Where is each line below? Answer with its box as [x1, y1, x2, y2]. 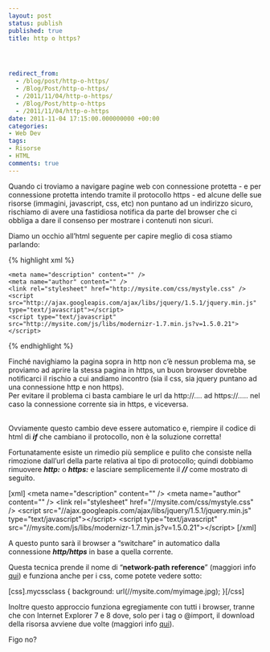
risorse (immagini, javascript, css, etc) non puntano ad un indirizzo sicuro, [8, 198, 253, 208]
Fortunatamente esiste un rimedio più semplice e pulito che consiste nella [8, 447, 252, 457]
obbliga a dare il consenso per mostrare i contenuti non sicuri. [8, 215, 214, 225]
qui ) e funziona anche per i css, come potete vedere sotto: [8, 571, 202, 581]
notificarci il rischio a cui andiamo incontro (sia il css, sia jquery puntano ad [8, 373, 257, 383]
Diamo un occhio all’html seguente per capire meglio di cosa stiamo [8, 230, 233, 241]
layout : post [8, 11, 52, 20]
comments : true [8, 159, 59, 167]
